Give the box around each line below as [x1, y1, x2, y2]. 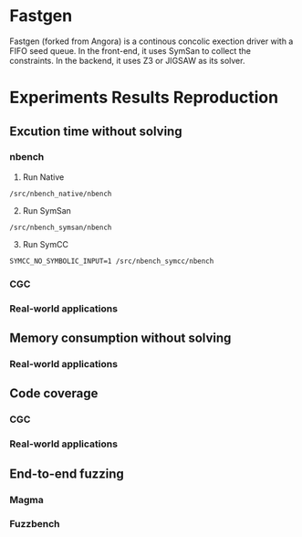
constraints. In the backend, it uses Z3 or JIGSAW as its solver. [9, 55, 245, 66]
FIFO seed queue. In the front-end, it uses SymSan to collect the [9, 45, 251, 56]
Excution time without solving [9, 123, 182, 139]
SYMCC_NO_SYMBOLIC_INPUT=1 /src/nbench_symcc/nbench [9, 257, 214, 266]
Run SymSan [22, 205, 71, 216]
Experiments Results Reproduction [9, 88, 279, 108]
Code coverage [9, 385, 99, 402]
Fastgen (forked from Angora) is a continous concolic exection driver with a [9, 36, 294, 47]
